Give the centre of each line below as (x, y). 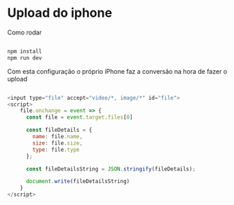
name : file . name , (57, 137)
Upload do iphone (60, 13)
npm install (25, 51)
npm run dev (25, 58)
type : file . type (56, 150)
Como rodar (25, 32)
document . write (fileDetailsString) (78, 181)
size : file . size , (57, 143)
